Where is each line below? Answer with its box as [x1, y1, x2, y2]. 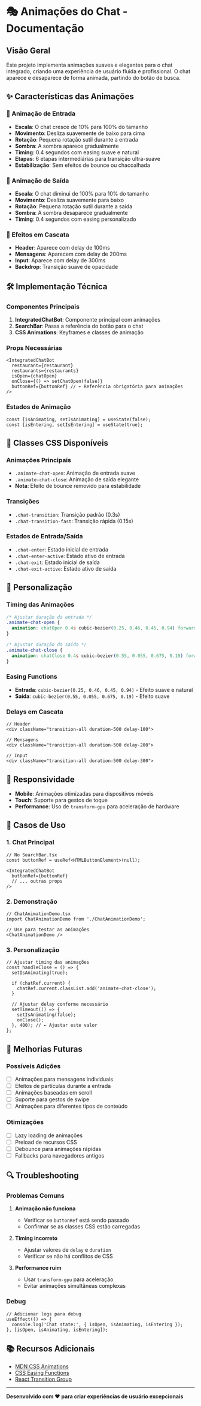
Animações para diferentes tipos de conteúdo [14, 1102, 128, 1110]
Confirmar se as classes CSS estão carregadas [23, 1223, 141, 1230]
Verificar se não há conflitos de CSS [23, 1252, 113, 1260]
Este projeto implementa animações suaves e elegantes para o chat [6, 61, 173, 68]
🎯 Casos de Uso [6, 820, 66, 831]
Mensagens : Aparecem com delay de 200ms [14, 250, 127, 258]
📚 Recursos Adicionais [6, 1344, 95, 1354]
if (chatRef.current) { [11, 981, 71, 987]
